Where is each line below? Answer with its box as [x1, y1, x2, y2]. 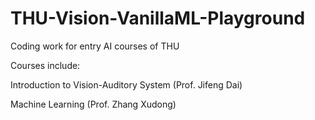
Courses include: [10, 59, 81, 71]
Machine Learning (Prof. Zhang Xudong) [10, 98, 177, 110]
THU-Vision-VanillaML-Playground [10, 7, 306, 30]
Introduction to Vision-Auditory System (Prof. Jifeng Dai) [10, 78, 243, 91]
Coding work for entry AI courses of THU [10, 40, 180, 52]
